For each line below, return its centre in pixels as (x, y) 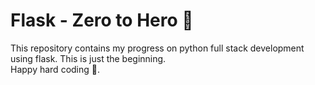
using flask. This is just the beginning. (88, 58)
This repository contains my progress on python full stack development (157, 48)
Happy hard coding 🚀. (55, 69)
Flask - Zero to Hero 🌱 (102, 20)
